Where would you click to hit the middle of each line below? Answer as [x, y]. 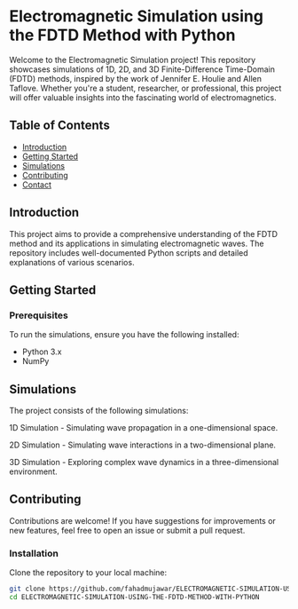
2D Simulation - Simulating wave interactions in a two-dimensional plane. [143, 445]
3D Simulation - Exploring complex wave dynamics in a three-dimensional [144, 463]
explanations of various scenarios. [72, 262]
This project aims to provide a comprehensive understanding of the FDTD [143, 233]
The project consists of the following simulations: [99, 411]
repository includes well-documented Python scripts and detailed [129, 253]
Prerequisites [39, 315]
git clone [27, 589]
